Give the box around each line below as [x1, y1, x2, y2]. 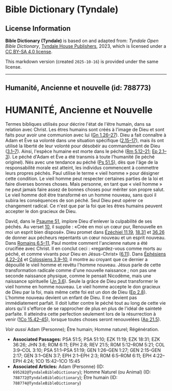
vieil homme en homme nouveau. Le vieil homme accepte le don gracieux [5, 284, 161, 290]
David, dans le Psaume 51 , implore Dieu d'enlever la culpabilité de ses [5, 218, 153, 224]
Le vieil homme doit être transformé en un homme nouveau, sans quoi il [5, 192, 157, 198]
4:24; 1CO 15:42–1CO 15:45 [23, 358, 80, 364]
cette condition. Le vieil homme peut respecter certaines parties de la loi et [5, 175, 164, 182]
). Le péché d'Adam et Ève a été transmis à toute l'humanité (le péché [8, 154, 155, 160]
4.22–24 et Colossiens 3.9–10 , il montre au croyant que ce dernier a [5, 257, 148, 263]
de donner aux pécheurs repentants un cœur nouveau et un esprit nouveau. [5, 234, 166, 241]
